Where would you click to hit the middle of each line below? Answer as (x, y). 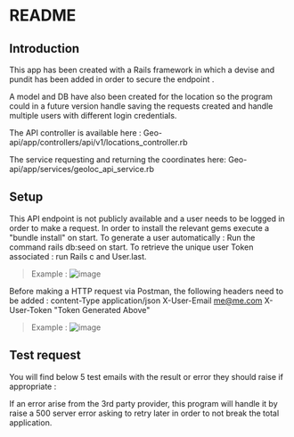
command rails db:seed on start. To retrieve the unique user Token (131, 247)
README (43, 16)
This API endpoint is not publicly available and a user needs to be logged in (147, 218)
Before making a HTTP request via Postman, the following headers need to (146, 291)
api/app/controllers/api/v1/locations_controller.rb (99, 142)
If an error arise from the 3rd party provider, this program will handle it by (143, 403)
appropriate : (33, 386)
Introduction (45, 49)
